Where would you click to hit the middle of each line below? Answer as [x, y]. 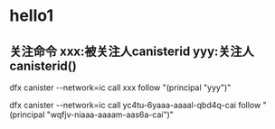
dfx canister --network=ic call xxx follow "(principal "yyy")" [120, 88]
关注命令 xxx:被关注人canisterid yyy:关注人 [132, 51]
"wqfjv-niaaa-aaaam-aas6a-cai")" [110, 115]
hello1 [32, 16]
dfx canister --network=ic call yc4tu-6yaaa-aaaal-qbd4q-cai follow [135, 105]
